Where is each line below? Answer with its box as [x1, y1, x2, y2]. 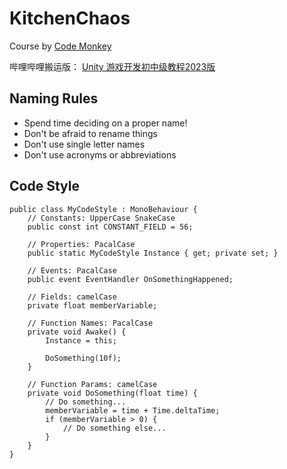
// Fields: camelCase [27, 292, 117, 302]
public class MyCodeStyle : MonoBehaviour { [9, 204, 198, 214]
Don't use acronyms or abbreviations [23, 148, 177, 161]
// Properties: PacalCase [27, 239, 136, 249]
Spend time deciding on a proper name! [23, 117, 188, 129]
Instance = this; [45, 335, 117, 346]
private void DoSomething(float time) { [27, 388, 198, 398]
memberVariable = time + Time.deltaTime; [45, 405, 221, 416]
